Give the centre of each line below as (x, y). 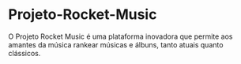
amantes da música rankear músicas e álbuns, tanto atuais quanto (116, 44)
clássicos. (24, 53)
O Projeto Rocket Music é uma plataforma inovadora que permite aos (120, 36)
